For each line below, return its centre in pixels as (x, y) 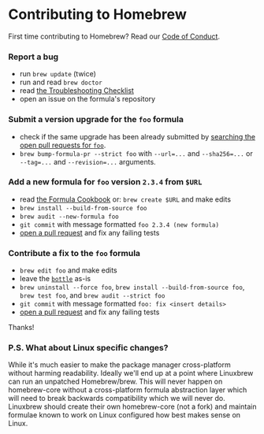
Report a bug (33, 57)
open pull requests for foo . (63, 145)
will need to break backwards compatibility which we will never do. (117, 399)
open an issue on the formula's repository (87, 99)
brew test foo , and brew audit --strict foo (92, 295)
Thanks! (21, 328)
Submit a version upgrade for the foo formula (96, 120)
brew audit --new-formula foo (69, 217)
